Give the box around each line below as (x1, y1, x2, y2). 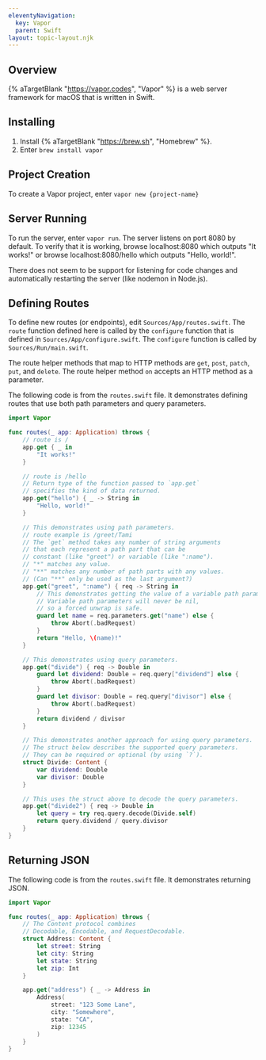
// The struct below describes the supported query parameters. (22, 744, 239, 752)
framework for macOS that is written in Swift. (8, 93, 155, 102)
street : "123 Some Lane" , (50, 1001, 136, 1009)
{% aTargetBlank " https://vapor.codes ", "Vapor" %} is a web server (8, 84, 228, 94)
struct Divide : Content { (22, 759, 108, 767)
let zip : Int (36, 964, 80, 972)
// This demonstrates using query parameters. (22, 656, 179, 664)
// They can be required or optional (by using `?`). (22, 751, 203, 760)
